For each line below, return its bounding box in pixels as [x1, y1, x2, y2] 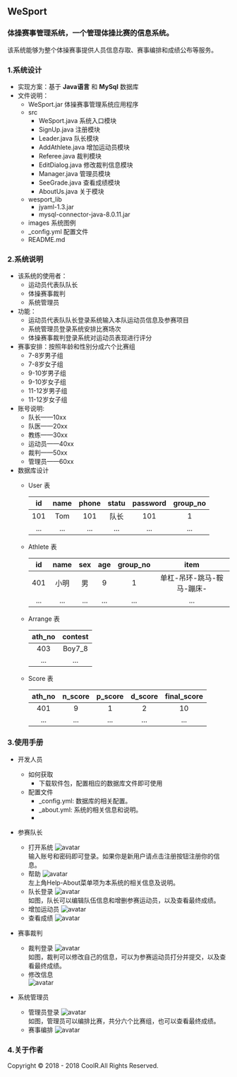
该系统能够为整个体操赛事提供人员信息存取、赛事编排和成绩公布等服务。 [7, 45, 217, 54]
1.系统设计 [7, 65, 42, 75]
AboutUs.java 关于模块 [38, 187, 104, 195]
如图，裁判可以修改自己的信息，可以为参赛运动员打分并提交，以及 [28, 953, 220, 961]
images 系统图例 [28, 219, 76, 227]
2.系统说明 [7, 254, 44, 264]
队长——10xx [28, 413, 67, 421]
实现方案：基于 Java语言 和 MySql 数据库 [17, 82, 139, 91]
